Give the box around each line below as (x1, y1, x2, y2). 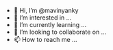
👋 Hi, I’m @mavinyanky (13, 7, 79, 14)
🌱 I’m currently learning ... (13, 21, 87, 28)
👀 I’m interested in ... (13, 14, 72, 22)
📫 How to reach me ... (13, 36, 77, 43)
